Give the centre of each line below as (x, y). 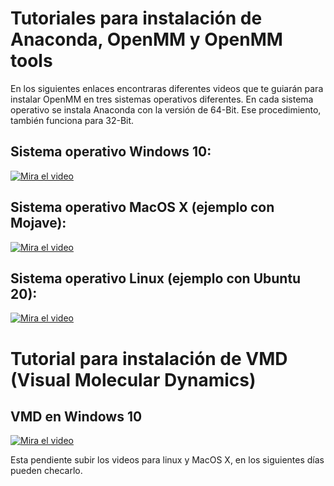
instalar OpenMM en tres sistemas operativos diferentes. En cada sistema (162, 99)
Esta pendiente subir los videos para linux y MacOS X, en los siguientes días (167, 460)
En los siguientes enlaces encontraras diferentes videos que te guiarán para (167, 88)
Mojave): (38, 223)
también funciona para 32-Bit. (72, 120)
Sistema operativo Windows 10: (111, 152)
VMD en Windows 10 (76, 416)
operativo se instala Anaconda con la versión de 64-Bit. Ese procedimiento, (166, 109)
